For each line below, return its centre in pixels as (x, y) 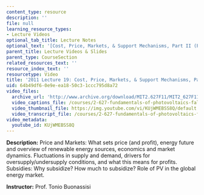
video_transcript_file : (42, 114)
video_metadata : (27, 119)
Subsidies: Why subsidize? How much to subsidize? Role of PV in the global (101, 169)
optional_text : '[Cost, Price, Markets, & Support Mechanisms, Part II (99, 46)
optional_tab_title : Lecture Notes (51, 40)
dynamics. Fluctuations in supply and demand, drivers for (78, 155)
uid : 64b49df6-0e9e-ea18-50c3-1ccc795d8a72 (62, 86)
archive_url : (28, 97)
